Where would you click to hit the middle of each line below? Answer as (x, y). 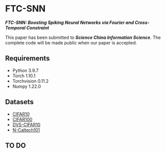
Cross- (142, 22)
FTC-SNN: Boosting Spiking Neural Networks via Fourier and (70, 22)
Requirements (27, 59)
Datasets (19, 102)
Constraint (38, 27)
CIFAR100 (22, 119)
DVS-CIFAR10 (26, 125)
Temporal (15, 27)
